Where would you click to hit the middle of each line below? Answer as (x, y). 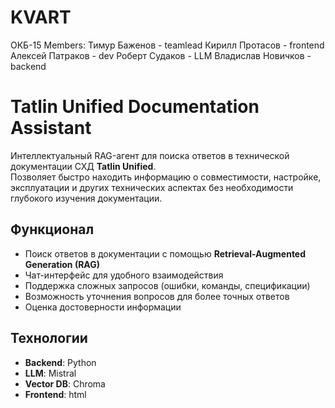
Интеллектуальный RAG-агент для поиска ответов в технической (150, 155)
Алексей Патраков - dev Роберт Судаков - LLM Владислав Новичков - (161, 55)
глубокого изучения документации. (86, 198)
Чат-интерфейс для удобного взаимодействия (124, 275)
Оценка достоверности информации (103, 307)
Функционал (52, 229)
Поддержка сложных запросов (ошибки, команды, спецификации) (167, 285)
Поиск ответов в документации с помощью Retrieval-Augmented (165, 253)
